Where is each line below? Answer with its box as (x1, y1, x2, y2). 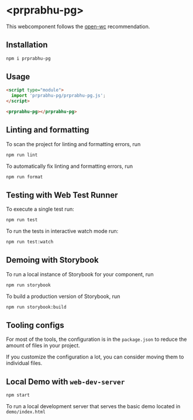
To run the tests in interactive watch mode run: (6, 228, 119, 235)
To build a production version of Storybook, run (6, 293, 120, 300)
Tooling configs (6, 320, 64, 330)
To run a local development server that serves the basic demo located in (6, 403, 181, 410)
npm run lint (6, 152, 38, 158)
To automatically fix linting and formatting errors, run (6, 162, 133, 170)
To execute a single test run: (6, 206, 74, 213)
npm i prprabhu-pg (6, 55, 51, 62)
